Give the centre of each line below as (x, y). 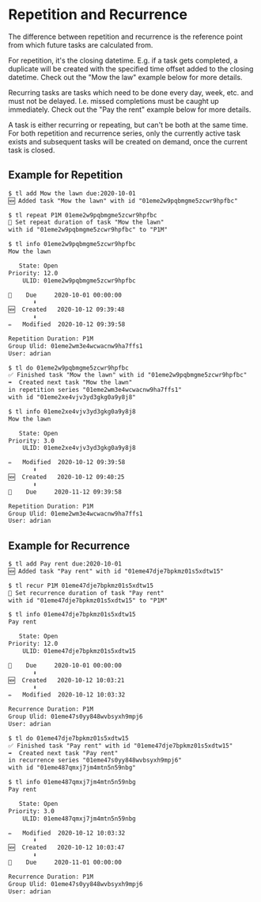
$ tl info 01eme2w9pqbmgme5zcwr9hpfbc (72, 244)
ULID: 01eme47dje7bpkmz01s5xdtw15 (79, 651)
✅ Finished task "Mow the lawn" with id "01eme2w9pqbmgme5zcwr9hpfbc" (128, 375)
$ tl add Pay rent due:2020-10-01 (65, 564)
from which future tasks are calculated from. (81, 44)
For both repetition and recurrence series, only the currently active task (125, 133)
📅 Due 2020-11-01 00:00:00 (65, 862)
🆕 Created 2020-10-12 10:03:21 (66, 680)
